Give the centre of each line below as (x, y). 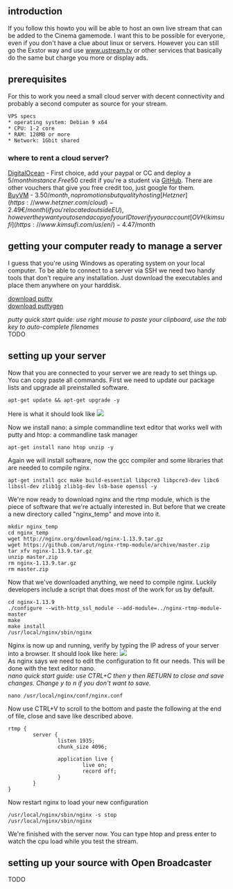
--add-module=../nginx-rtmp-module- (169, 608)
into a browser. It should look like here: (63, 653)
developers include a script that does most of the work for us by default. (111, 589)
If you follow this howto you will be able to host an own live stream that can (115, 28)
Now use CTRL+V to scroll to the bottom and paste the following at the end (114, 708)
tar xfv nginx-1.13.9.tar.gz (50, 551)
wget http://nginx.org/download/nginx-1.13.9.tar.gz (86, 539)
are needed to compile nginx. (50, 467)
